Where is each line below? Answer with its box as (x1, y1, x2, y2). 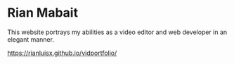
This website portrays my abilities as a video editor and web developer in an (7, 28, 228, 36)
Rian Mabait (7, 5, 79, 21)
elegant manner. (7, 35, 55, 43)
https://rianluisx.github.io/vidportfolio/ (7, 49, 117, 57)
